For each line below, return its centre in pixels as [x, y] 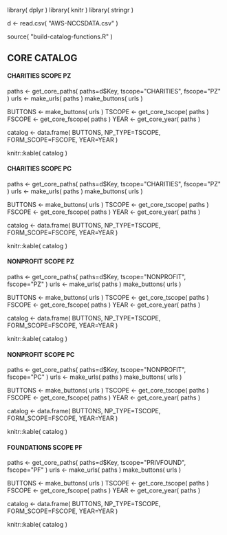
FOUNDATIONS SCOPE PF [45, 447]
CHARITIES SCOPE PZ [39, 76]
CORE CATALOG [42, 58]
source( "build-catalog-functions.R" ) [60, 36]
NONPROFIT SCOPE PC [41, 354]
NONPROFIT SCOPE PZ [41, 261]
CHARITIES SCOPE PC [40, 168]
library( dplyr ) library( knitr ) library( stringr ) [71, 10]
